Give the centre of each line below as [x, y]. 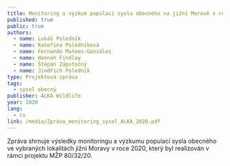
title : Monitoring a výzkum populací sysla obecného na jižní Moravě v [111, 13]
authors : [20, 32]
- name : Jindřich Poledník [52, 70]
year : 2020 [23, 102]
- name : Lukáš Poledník [47, 39]
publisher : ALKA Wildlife [44, 96]
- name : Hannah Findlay [47, 58]
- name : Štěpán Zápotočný [50, 64]
